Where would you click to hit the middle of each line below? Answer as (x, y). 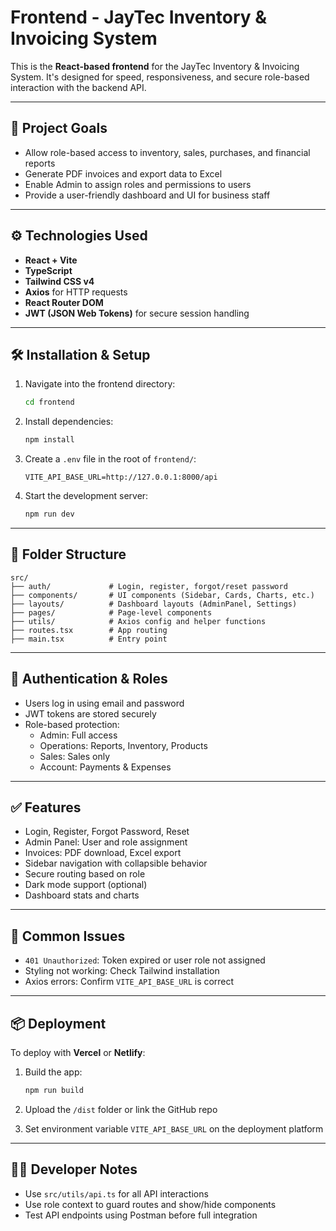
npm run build (54, 1091)
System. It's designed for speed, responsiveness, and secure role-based (160, 77)
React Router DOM (64, 302)
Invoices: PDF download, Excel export (103, 853)
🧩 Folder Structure (68, 554)
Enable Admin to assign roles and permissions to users (138, 184)
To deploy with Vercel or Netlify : (78, 1053)
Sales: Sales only (75, 756)
